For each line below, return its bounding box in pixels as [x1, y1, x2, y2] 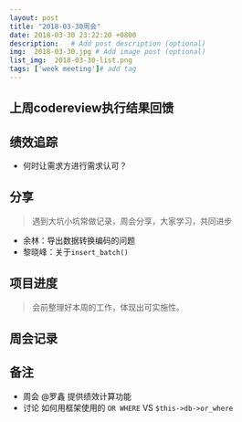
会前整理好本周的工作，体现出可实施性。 [31, 301, 184, 312]
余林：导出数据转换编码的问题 [22, 235, 135, 246]
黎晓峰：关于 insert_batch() [22, 246, 130, 257]
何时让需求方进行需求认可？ [22, 161, 128, 172]
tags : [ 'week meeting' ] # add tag [9, 65, 137, 74]
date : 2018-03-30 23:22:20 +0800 [9, 30, 137, 39]
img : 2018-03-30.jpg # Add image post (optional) [9, 47, 206, 57]
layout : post [9, 13, 59, 23]
